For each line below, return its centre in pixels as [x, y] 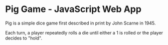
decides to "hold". [24, 38]
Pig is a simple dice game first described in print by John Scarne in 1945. [80, 23]
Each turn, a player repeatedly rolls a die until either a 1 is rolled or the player [84, 32]
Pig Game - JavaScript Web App [73, 9]
